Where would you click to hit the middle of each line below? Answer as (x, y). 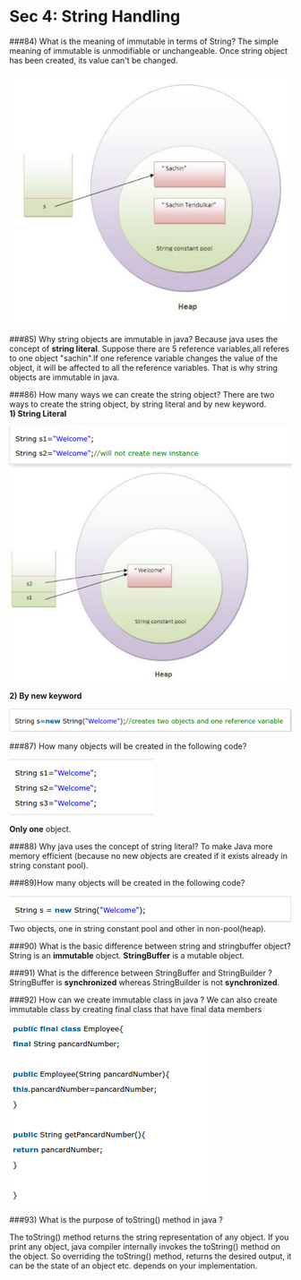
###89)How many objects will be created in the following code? (127, 882)
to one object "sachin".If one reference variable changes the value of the (143, 358)
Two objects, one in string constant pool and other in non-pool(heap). (138, 928)
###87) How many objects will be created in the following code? (128, 746)
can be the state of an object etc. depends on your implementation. (133, 1266)
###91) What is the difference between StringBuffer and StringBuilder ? (141, 973)
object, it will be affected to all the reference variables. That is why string (143, 368)
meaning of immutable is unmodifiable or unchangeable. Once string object (149, 50)
